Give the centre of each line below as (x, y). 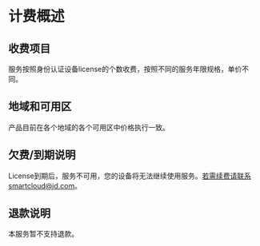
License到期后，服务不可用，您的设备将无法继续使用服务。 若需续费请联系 (130, 176)
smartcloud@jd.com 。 (45, 185)
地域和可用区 (40, 107)
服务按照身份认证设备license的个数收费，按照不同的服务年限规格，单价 (125, 69)
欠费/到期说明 (42, 155)
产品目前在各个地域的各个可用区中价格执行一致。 (89, 127)
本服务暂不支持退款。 (43, 234)
